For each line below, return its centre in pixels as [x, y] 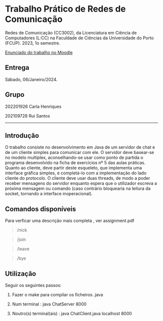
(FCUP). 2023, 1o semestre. [33, 43]
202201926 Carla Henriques [33, 106]
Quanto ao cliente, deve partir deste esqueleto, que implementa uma [73, 168]
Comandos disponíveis [41, 209]
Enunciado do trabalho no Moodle [39, 52]
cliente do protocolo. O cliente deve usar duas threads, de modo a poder [78, 178]
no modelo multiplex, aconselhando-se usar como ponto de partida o [74, 158]
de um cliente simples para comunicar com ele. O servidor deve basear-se [80, 152]
